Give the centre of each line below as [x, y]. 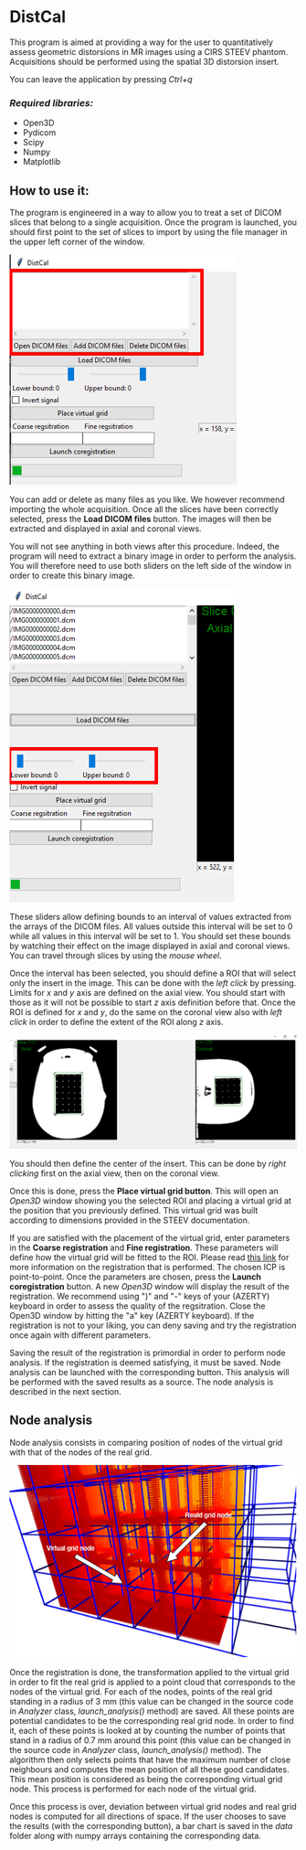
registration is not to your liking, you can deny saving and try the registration [153, 1325]
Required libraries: [52, 102]
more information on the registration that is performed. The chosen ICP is [148, 1267]
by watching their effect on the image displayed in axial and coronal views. [150, 946]
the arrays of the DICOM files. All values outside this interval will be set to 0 [151, 926]
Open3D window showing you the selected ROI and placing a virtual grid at [151, 1201]
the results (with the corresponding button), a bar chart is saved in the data [151, 1825]
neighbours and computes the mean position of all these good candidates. [149, 1769]
